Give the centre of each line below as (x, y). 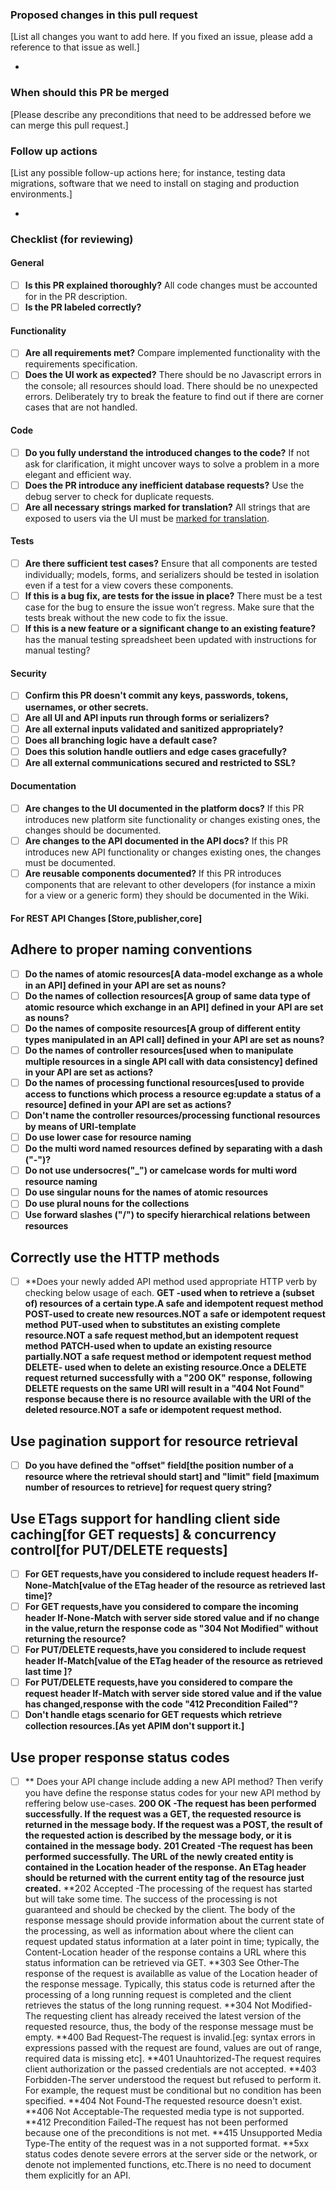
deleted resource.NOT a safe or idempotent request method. (153, 1410)
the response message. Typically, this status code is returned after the (170, 1984)
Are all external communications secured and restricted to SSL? (160, 762)
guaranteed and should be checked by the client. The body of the (160, 1910)
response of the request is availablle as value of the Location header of (171, 1974)
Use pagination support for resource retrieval (154, 1441)
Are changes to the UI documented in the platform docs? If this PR (164, 809)
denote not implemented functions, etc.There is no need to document (168, 2165)
